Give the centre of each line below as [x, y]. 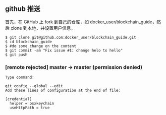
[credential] [19, 99]
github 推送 [23, 9]
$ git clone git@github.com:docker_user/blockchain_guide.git [71, 37]
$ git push [16, 55]
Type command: [20, 78]
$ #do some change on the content [41, 46]
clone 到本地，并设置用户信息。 [43, 28]
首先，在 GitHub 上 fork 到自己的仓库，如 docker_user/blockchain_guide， [81, 22]
